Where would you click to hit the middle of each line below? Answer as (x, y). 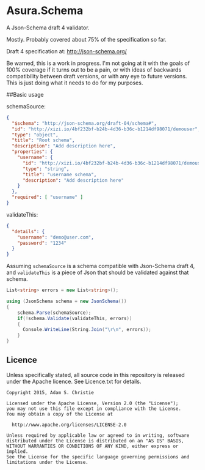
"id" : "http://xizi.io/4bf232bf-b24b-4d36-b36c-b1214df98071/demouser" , (106, 129)
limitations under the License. (47, 462)
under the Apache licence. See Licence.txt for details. (74, 381)
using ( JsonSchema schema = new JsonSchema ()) (67, 301)
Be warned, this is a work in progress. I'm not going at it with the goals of (98, 63)
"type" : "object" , (35, 135)
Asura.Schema (45, 11)
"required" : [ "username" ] (48, 197)
